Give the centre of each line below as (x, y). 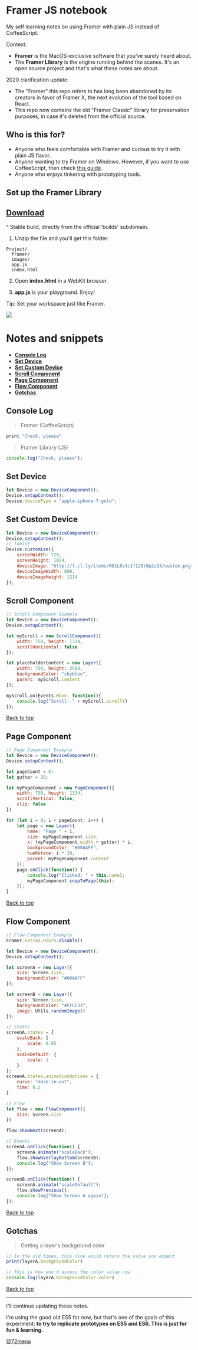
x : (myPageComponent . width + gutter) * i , (80, 842)
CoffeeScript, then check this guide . (58, 168)
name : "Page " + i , (51, 831)
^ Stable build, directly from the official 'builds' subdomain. (77, 227)
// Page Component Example (39, 750)
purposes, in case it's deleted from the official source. (80, 116)
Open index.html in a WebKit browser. (61, 280)
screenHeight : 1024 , (42, 561)
